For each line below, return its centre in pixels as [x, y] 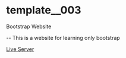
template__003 [44, 10]
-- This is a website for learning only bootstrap [63, 37]
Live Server [20, 49]
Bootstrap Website [29, 26]
